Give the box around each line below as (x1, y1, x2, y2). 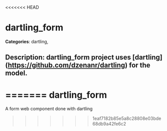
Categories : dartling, (5, 38, 49, 44)
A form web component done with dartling (5, 106, 93, 112)
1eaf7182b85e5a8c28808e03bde (92, 115, 161, 121)
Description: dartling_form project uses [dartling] (5, 53, 163, 62)
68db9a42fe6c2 (92, 121, 126, 127)
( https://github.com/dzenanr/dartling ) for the (5, 61, 150, 70)
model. (5, 69, 28, 78)
